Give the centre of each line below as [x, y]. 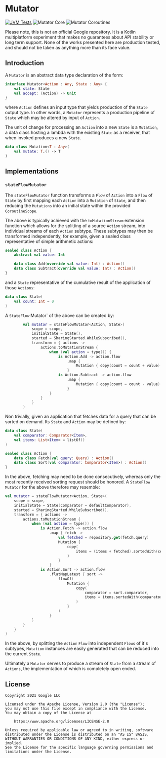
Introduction [25, 63]
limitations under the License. [38, 752]
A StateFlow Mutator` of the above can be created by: [60, 315]
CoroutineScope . [21, 211]
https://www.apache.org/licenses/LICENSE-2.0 [62, 721]
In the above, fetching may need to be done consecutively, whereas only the [83, 477]
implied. [14, 743]
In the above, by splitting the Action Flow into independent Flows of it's [77, 643]
